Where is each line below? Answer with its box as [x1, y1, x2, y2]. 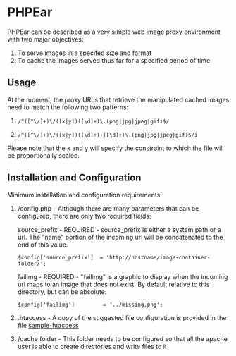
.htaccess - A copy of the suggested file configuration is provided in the [17, 313, 227, 321]
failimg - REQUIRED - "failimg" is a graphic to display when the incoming [17, 272, 228, 281]
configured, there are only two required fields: [17, 211, 151, 220]
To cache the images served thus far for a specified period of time [17, 56, 211, 64]
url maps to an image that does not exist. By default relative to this [17, 280, 210, 288]
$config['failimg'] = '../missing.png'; [17, 301, 163, 308]
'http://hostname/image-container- [106, 254, 211, 261]
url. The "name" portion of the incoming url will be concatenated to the [17, 233, 223, 241]
